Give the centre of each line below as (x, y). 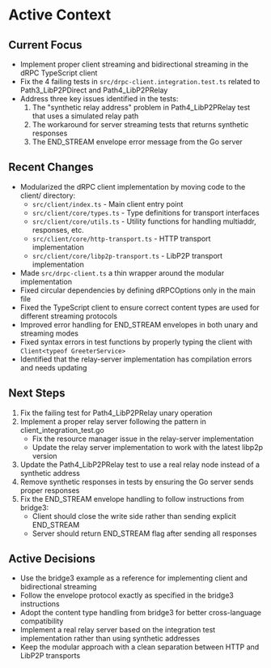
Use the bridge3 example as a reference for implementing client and (134, 578)
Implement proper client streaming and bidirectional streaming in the (134, 64)
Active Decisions (52, 559)
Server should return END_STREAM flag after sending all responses (144, 533)
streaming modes (49, 333)
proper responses (50, 490)
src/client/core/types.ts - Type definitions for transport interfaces (146, 212)
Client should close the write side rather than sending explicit (134, 516)
